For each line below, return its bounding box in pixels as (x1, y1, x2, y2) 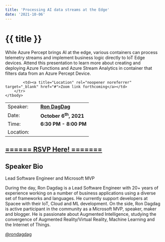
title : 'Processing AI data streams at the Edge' (5, 7, 110, 12)
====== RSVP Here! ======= (5, 145, 103, 154)
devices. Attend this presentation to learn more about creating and (5, 60, 141, 66)
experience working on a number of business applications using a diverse (5, 190, 156, 196)
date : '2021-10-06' (5, 12, 46, 17)
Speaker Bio (5, 162, 44, 171)
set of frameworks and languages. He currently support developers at (5, 195, 148, 201)
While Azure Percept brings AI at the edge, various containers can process (5, 49, 158, 55)
